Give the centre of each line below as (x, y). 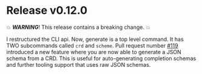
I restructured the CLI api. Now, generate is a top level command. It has (95, 39)
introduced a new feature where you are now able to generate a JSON (94, 52)
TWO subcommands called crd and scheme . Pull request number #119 (92, 45)
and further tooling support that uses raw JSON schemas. (79, 64)
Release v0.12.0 (47, 11)
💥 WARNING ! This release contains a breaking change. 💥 (78, 27)
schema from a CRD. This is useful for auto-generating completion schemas (101, 58)
